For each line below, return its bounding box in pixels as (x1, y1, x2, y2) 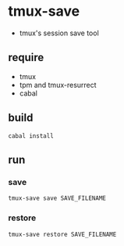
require (8, 51, 44, 64)
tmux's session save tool (19, 28, 99, 38)
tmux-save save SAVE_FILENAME (8, 194, 107, 202)
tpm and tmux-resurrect (19, 80, 97, 89)
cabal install (8, 132, 55, 139)
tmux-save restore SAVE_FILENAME (8, 230, 117, 238)
